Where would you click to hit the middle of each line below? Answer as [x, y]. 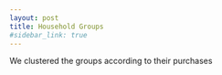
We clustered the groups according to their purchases [111, 61]
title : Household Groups [57, 27]
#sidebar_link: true [49, 35]
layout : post [34, 18]
